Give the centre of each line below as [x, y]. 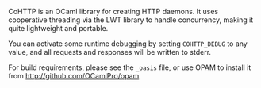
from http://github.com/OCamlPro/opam [74, 76]
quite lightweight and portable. [58, 28]
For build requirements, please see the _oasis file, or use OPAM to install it [130, 67]
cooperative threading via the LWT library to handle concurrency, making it [131, 20]
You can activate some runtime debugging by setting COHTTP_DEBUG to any [128, 44]
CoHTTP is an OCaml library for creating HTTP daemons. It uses [113, 11]
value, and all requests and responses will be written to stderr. [110, 52]
